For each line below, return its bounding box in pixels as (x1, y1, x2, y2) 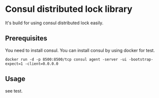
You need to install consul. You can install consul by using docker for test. (5, 47, 155, 53)
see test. (5, 88, 23, 94)
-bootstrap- (128, 57, 154, 62)
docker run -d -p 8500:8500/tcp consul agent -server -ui (5, 57, 127, 62)
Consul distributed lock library (5, 3, 132, 15)
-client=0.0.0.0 (25, 61, 58, 66)
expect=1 (5, 61, 23, 66)
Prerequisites (5, 34, 47, 43)
